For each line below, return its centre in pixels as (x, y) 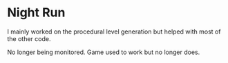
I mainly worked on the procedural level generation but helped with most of (114, 32)
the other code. (29, 38)
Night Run (36, 13)
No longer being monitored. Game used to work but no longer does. (104, 52)
